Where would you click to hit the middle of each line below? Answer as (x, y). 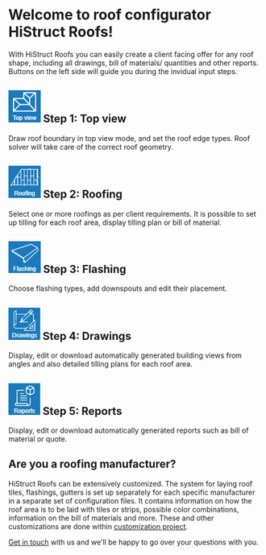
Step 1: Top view (85, 119)
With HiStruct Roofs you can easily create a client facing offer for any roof (131, 54)
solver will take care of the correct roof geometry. (91, 147)
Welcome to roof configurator (110, 15)
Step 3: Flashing (85, 269)
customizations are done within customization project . (98, 526)
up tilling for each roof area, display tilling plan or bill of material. (115, 222)
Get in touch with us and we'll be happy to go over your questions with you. (134, 542)
